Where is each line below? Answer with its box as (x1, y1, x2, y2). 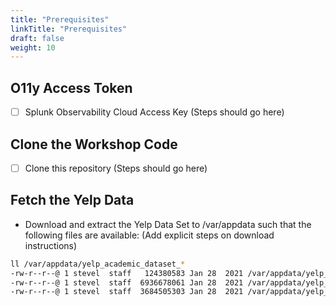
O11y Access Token (10, 79, 133, 96)
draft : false (10, 33, 65, 43)
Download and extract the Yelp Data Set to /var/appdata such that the (24, 218, 312, 230)
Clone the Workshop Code (10, 136, 178, 153)
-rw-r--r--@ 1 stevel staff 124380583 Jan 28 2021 (10, 268, 244, 278)
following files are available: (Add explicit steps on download (24, 229, 275, 241)
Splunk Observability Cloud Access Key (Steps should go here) (24, 106, 285, 118)
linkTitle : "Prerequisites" (10, 24, 128, 34)
